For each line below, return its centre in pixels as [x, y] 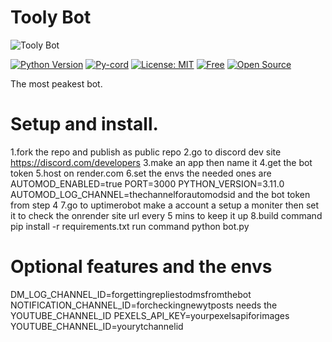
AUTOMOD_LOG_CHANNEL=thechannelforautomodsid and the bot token [160, 194]
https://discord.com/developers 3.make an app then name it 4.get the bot [161, 162]
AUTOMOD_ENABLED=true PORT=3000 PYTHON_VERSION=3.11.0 [147, 183]
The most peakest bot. [56, 83]
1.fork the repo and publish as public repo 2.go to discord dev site [146, 152]
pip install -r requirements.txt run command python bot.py [130, 226]
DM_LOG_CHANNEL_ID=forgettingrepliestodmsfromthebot [131, 294]
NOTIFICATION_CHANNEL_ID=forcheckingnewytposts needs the [144, 305]
